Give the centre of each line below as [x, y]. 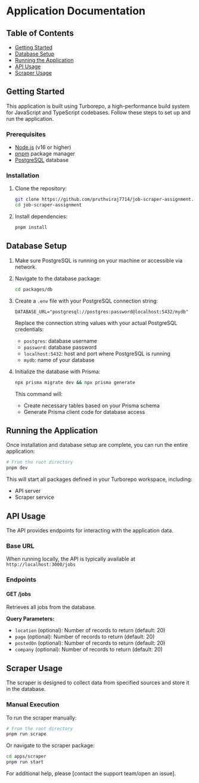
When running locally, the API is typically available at [71, 559]
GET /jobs [19, 594]
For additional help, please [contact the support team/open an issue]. [91, 773]
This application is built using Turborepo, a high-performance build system [98, 106]
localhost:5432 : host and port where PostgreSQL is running [97, 354]
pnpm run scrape [26, 734]
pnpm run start [25, 762]
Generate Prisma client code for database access [84, 412]
